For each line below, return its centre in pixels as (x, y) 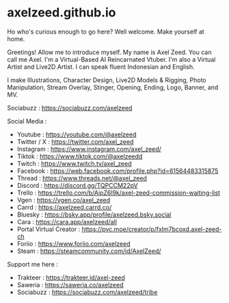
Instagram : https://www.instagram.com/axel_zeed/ (89, 149)
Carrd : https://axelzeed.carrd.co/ (64, 207)
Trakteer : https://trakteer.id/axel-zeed (71, 277)
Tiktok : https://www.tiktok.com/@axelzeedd (80, 156)
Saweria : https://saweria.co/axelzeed (70, 284)
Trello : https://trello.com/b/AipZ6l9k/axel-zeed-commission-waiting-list (119, 193)
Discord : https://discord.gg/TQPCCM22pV (77, 185)
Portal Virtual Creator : (49, 229)
